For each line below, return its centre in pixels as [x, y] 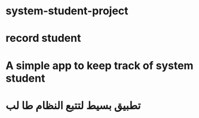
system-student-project [67, 11]
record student [43, 38]
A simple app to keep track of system [99, 65]
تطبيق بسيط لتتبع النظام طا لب [73, 105]
